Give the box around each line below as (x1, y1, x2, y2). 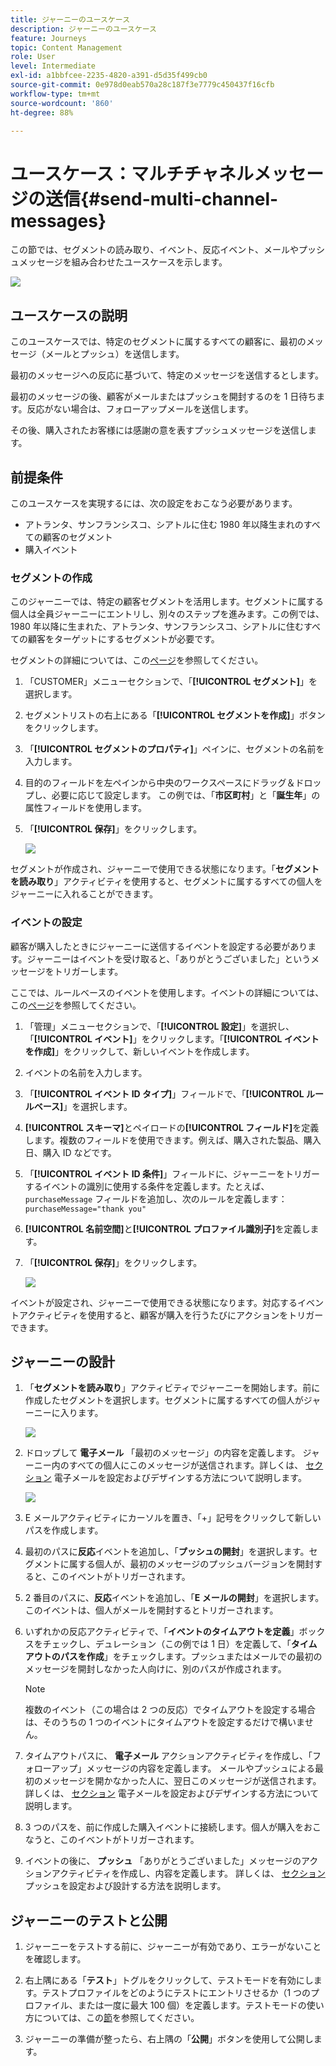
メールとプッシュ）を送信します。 (44, 348, 185, 360)
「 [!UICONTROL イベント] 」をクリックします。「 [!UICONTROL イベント (24, 1032, 320, 1045)
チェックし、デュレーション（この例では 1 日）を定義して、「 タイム (42, 1638, 318, 1650)
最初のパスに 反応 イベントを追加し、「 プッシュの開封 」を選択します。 (24, 1546, 310, 1558)
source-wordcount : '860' (10, 98, 114, 108)
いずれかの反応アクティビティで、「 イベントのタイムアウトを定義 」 (24, 1626, 300, 1638)
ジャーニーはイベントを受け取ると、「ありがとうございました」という (26, 952, 312, 965)
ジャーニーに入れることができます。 (10, 888, 158, 900)
